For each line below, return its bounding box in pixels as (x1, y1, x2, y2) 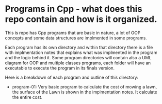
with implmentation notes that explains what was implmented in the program (5, 50, 158, 55)
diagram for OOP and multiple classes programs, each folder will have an (5, 60, 151, 66)
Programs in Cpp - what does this (5, 3, 143, 15)
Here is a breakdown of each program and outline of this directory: (5, 74, 139, 80)
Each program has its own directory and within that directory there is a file (5, 44, 153, 50)
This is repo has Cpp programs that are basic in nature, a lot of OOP (5, 30, 141, 35)
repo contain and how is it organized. (5, 14, 158, 25)
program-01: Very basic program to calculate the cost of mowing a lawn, (12, 84, 157, 89)
